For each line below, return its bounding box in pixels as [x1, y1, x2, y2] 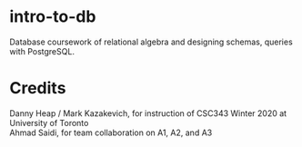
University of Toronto [9, 117, 89, 128]
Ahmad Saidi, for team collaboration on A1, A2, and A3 [9, 127, 213, 138]
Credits [9, 78, 66, 99]
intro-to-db [9, 6, 96, 27]
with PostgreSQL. [9, 45, 75, 56]
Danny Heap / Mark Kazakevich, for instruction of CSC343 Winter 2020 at [9, 107, 287, 119]
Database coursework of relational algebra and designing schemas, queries [9, 36, 293, 47]
